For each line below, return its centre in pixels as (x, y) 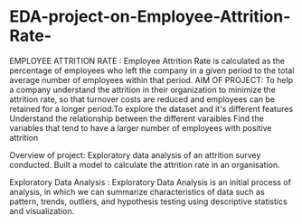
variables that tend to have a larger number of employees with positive (141, 127)
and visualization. (42, 210)
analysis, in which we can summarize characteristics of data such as (137, 191)
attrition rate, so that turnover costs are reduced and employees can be (142, 99)
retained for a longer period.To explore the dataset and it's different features (151, 108)
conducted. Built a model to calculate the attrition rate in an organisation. (145, 164)
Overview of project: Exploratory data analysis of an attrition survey (135, 154)
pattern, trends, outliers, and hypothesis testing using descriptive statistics (148, 201)
